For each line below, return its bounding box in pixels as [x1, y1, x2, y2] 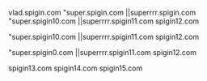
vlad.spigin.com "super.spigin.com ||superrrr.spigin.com [8, 8, 196, 17]
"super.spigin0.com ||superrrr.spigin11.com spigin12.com [8, 48, 196, 57]
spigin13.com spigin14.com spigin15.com [8, 63, 143, 73]
